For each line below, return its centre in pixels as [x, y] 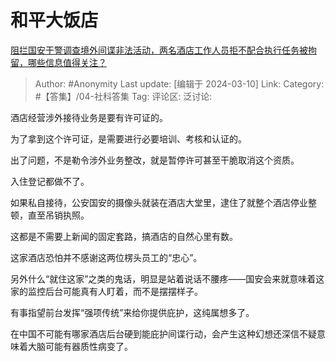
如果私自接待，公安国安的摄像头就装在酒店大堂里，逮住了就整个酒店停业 [159, 202]
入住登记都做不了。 [50, 181]
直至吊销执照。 [58, 215]
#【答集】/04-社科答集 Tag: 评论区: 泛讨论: [123, 96]
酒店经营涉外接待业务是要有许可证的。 [89, 117]
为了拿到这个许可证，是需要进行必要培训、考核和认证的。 [128, 138]
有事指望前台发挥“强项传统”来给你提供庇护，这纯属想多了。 [132, 312]
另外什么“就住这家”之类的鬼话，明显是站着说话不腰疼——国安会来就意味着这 [167, 278]
